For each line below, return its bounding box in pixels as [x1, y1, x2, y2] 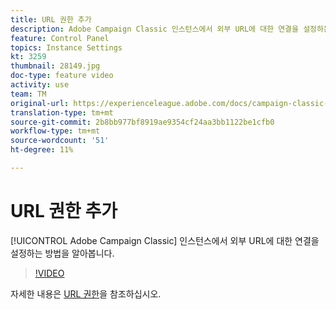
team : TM [10, 89, 47, 99]
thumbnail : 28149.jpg [10, 61, 101, 71]
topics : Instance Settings [10, 42, 123, 53]
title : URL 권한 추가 [10, 14, 92, 25]
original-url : [10, 98, 70, 108]
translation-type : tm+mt [10, 107, 114, 118]
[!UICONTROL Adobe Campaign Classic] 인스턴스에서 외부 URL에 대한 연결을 [10, 234, 320, 246]
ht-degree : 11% [10, 145, 74, 155]
